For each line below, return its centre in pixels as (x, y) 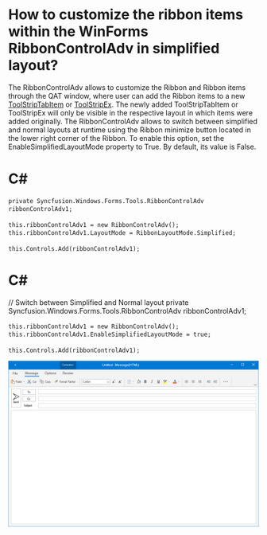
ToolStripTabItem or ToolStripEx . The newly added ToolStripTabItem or (123, 104)
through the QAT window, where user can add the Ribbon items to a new (127, 96)
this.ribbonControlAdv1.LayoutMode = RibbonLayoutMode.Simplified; (122, 232)
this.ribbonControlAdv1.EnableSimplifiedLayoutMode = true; (110, 334)
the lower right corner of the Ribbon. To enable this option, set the (116, 138)
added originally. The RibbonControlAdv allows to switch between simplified (133, 121)
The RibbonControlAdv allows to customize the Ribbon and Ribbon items (127, 87)
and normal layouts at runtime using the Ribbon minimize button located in (130, 130)
